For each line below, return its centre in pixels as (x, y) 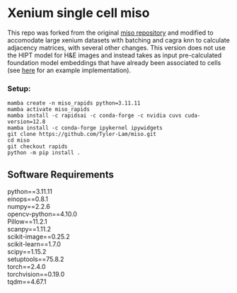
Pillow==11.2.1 (27, 222)
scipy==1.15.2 (27, 252)
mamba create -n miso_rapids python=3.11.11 (74, 103)
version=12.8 (27, 122)
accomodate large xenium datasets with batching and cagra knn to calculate (118, 40)
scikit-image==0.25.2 (39, 237)
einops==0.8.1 (28, 199)
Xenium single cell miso (79, 13)
